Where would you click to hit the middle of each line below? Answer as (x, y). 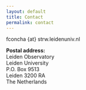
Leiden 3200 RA (26, 76)
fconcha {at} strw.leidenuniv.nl (43, 39)
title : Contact (25, 17)
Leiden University (27, 63)
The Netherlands (27, 82)
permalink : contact (30, 22)
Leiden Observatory (30, 57)
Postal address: (26, 51)
